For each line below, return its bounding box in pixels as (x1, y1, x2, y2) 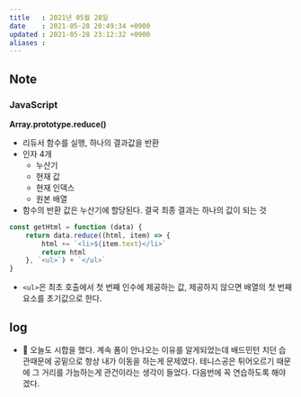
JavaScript (9, 98, 58, 110)
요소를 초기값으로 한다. (22, 293, 102, 304)
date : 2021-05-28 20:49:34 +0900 (9, 22, 151, 31)
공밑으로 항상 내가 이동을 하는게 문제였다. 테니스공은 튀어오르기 (53, 356, 275, 366)
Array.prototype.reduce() (9, 119, 107, 129)
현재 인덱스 (35, 181, 75, 193)
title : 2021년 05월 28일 (9, 13, 110, 22)
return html (41, 248, 87, 257)
